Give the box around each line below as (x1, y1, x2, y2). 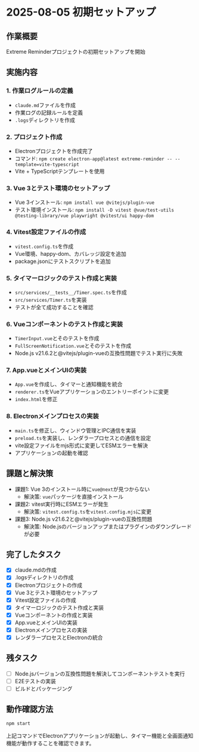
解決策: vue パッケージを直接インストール (23, 493, 124, 500)
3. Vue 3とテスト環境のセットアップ (6, 184, 110, 192)
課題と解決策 (6, 469, 54, 479)
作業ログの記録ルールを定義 (14, 109, 83, 116)
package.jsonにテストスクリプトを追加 (14, 258, 111, 265)
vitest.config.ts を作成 (14, 243, 74, 250)
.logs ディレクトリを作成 (14, 116, 76, 123)
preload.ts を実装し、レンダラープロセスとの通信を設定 (14, 434, 151, 441)
